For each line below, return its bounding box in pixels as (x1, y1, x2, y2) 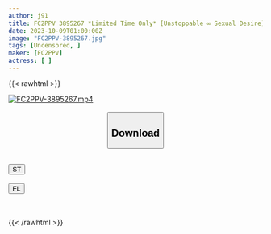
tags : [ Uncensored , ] (8, 42, 81, 50)
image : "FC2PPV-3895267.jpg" (8, 34, 106, 43)
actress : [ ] (8, 57, 52, 65)
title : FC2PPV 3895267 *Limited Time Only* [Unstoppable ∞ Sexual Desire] (8, 19, 265, 27)
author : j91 (8, 11, 48, 20)
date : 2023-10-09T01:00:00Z (8, 27, 103, 35)
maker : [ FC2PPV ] (8, 49, 63, 57)
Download (111, 126, 160, 139)
